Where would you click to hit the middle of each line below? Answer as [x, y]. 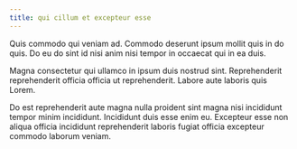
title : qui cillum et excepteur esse [80, 18]
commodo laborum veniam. [60, 135]
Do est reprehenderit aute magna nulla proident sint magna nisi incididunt [146, 107]
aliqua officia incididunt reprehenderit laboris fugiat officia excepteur [137, 126]
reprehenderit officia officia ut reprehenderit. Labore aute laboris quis [139, 80]
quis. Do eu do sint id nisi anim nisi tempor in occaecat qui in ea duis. [138, 53]
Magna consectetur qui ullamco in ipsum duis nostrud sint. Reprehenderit [146, 70]
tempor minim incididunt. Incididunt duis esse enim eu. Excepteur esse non [149, 116]
